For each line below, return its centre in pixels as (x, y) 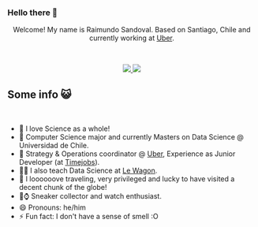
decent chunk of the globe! (63, 188)
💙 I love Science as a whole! (64, 128)
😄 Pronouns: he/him (52, 207)
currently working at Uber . (132, 38)
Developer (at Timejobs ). (59, 162)
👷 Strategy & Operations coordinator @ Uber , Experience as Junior (127, 154)
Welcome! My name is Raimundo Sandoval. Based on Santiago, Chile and (132, 30)
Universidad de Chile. (54, 146)
